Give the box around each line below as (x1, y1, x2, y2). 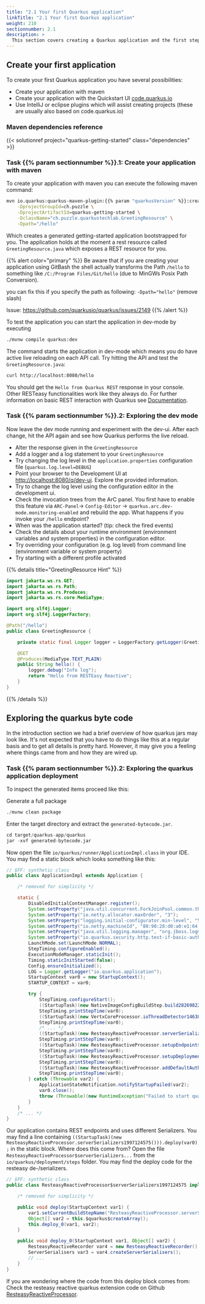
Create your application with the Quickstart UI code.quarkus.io (15, 94, 173, 101)
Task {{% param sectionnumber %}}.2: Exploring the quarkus (6, 764, 193, 773)
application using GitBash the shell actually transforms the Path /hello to (6, 263, 190, 271)
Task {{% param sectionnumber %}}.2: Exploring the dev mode (6, 412, 198, 420)
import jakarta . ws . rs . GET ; (6, 578, 75, 584)
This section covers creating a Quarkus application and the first (12, 37, 187, 43)
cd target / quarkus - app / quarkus (6, 832, 86, 838)
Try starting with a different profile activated (15, 554, 126, 561)
